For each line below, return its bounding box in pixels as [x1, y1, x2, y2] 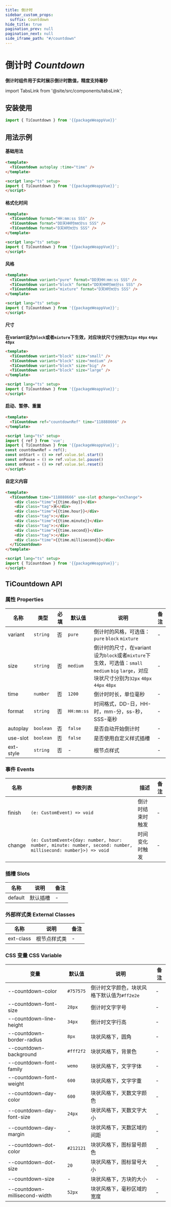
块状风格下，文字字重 [91, 1077, 142, 1084]
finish [8, 809, 21, 816]
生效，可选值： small [94, 659, 143, 667]
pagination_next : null [5, 31, 53, 36]
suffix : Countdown [10, 17, 49, 22]
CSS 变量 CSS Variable [5, 952, 62, 959]
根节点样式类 [36, 935, 67, 942]
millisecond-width [8, 1192, 52, 1199]
